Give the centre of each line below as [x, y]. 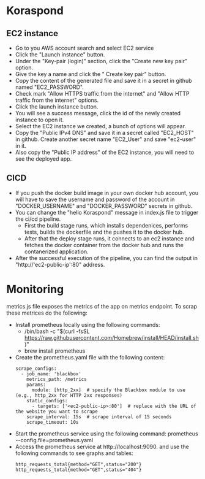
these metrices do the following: [47, 313]
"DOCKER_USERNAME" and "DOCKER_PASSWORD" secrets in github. [104, 205]
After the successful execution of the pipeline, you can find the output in [106, 258]
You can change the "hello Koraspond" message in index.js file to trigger [107, 212]
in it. [20, 146]
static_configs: [47, 400]
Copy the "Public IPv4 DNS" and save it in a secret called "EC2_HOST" [104, 133]
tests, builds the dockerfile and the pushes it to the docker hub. [104, 232]
